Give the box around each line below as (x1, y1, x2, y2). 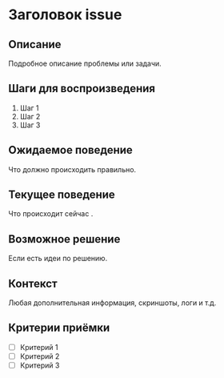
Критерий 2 (19, 351, 60, 361)
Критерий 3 (19, 360, 60, 370)
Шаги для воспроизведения (8, 82, 156, 95)
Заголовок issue (8, 6, 122, 24)
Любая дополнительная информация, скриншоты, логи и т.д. (8, 298, 217, 308)
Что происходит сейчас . (8, 209, 94, 219)
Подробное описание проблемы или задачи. (8, 58, 162, 68)
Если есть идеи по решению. (8, 254, 108, 263)
